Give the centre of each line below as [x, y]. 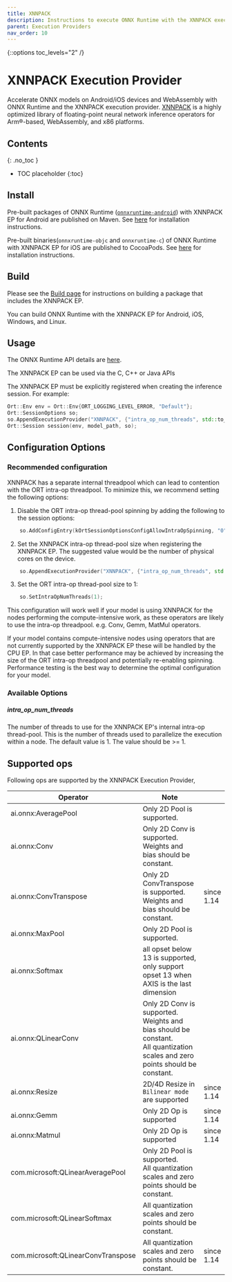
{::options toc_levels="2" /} [46, 53]
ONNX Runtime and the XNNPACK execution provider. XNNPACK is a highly [115, 107]
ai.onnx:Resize [34, 1092]
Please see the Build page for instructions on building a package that [105, 293]
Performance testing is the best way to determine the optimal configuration [114, 668]
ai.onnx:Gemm [34, 1115]
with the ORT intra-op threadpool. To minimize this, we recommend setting [113, 489]
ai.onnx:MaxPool [38, 933]
